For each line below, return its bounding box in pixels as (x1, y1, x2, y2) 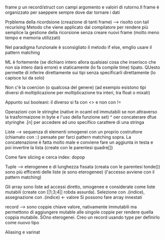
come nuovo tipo (5, 220, 39, 225)
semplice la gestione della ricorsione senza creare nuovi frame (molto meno (5, 30, 160, 35)
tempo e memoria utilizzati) (5, 35, 61, 40)
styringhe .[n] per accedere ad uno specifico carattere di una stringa (5, 120, 144, 125)
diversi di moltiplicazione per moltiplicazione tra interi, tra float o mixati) (5, 90, 150, 95)
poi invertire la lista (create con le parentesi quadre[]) (5, 145, 113, 150)
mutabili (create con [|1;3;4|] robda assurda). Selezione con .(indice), (5, 189, 145, 195)
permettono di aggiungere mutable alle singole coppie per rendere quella (5, 209, 154, 215)
